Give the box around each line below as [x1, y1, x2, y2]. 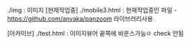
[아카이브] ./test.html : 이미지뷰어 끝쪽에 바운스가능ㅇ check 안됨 [7, 30, 184, 37]
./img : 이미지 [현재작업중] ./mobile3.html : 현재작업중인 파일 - [7, 6, 177, 14]
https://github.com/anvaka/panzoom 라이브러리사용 [7, 14, 153, 23]
